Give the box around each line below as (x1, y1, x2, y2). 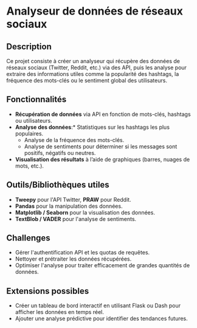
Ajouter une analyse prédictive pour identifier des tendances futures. (15, 315, 188, 323)
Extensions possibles (6, 285, 89, 296)
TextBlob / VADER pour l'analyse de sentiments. (15, 215, 137, 222)
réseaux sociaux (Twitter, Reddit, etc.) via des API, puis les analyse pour (6, 64, 187, 71)
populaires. (15, 129, 44, 137)
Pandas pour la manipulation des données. (15, 202, 123, 210)
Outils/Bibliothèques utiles (6, 180, 109, 190)
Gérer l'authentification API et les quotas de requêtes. (15, 249, 150, 256)
